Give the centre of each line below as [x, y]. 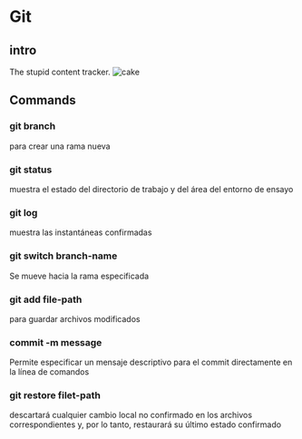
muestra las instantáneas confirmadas [81, 232]
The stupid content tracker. [60, 72]
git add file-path [46, 299]
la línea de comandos [49, 372]
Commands [43, 100]
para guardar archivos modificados [75, 318]
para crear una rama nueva [60, 146]
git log [24, 212]
